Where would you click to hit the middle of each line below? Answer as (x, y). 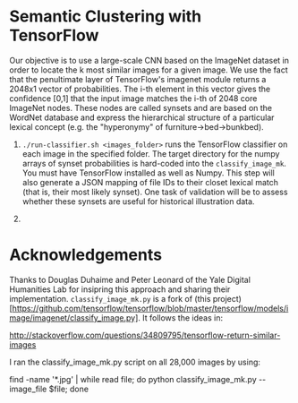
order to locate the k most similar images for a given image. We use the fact (149, 70)
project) (227, 298)
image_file (28, 389)
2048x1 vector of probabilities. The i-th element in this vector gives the (140, 89)
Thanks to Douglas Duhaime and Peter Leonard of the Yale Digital (130, 279)
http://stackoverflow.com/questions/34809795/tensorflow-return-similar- (145, 335)
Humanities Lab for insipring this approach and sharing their (120, 289)
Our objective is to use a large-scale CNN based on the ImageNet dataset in (149, 60)
